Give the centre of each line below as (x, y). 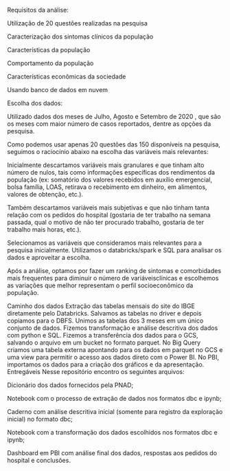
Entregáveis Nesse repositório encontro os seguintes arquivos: (96, 372)
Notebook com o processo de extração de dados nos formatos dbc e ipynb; (114, 398)
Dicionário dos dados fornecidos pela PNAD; (70, 385)
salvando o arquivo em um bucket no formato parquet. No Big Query (104, 342)
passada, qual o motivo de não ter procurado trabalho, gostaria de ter (106, 222)
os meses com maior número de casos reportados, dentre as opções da (109, 124)
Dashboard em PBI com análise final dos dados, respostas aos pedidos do (112, 453)
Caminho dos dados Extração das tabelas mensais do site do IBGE (101, 306)
